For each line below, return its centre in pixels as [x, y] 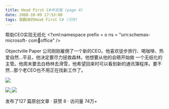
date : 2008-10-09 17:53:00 [34, 15]
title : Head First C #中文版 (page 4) [44, 10]
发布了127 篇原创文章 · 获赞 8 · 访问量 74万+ [51, 101]
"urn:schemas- [135, 35]
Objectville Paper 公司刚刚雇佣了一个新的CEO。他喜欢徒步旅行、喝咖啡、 [82, 51]
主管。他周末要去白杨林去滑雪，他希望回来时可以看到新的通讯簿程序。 [79, 64]
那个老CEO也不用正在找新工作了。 [50, 70]
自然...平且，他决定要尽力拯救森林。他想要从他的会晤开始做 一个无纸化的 [86, 57]
